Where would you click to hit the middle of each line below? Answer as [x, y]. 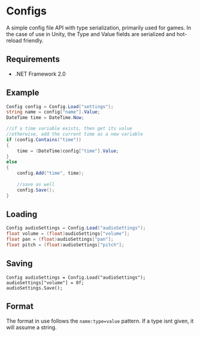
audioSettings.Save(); [34, 288]
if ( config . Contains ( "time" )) [44, 139]
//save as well [36, 184]
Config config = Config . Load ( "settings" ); [60, 106]
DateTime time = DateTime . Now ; [45, 118]
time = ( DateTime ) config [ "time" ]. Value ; [68, 151]
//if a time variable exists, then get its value [69, 129]
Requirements [33, 59]
